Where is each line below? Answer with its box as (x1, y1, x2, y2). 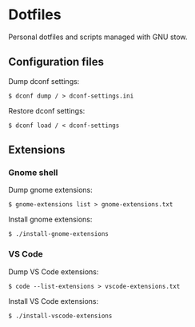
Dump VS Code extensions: (8, 266, 99, 277)
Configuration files (8, 55, 104, 69)
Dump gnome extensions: (8, 185, 94, 195)
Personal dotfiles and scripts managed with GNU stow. (8, 32, 188, 42)
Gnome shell (8, 167, 58, 178)
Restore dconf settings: (8, 106, 86, 115)
